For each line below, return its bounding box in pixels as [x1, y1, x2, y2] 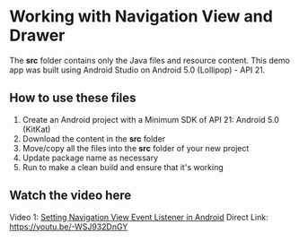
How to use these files [9, 90, 136, 106]
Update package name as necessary [22, 152, 159, 163]
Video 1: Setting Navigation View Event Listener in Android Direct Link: [9, 211, 268, 222]
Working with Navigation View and [9, 6, 274, 27]
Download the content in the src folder [22, 133, 166, 144]
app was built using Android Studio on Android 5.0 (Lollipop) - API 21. [9, 65, 266, 75]
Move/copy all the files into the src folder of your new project [22, 142, 250, 153]
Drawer [9, 25, 66, 46]
